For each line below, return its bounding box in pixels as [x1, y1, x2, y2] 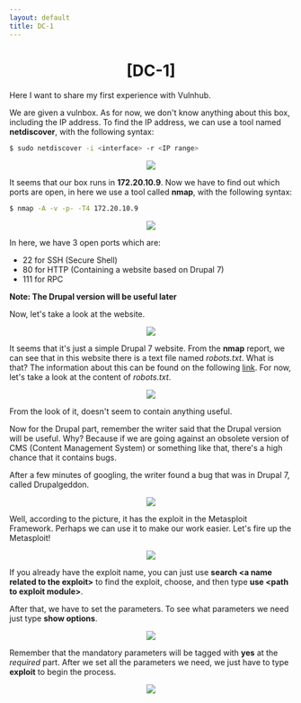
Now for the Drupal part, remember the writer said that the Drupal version [9, 424, 281, 435]
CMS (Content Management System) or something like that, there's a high [9, 443, 283, 454]
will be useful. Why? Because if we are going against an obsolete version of [9, 433, 289, 444]
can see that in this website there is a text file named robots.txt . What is [9, 353, 274, 364]
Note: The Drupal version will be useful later [9, 292, 177, 302]
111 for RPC [22, 274, 64, 284]
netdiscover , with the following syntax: [9, 127, 155, 138]
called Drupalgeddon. [9, 479, 90, 491]
